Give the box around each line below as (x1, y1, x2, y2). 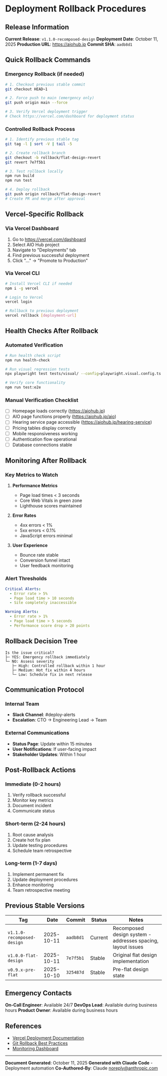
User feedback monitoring (19, 563, 74, 569)
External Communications (5, 729, 70, 736)
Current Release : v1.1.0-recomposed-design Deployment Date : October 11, (5, 36, 158, 42)
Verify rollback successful (12, 792, 66, 798)
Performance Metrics (12, 482, 58, 488)
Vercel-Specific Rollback (5, 210, 84, 219)
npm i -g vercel (5, 286, 39, 291)
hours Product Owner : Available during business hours (5, 1007, 118, 1013)
